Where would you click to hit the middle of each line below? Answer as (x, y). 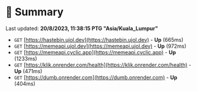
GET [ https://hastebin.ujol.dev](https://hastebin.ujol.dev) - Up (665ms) (99, 40)
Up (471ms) (28, 71)
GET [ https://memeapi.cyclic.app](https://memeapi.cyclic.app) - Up (95, 52)
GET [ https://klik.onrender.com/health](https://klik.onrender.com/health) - (103, 65)
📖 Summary (35, 12)
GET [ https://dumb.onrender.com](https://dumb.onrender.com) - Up (96, 77)
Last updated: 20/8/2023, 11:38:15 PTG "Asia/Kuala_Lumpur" (82, 28)
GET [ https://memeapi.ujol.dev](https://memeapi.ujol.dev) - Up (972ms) (100, 46)
